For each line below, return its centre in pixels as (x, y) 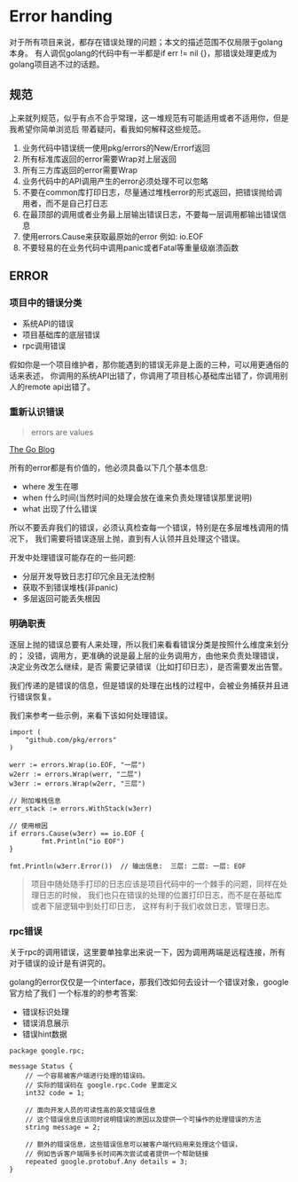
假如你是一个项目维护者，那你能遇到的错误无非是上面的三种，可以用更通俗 (145, 364)
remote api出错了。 (60, 387)
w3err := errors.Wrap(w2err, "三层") (78, 784)
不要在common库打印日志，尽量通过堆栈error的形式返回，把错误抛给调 (152, 192)
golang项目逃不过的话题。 (57, 64)
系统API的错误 (48, 324)
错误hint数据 (45, 1034)
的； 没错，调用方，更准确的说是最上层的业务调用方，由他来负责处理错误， (146, 656)
